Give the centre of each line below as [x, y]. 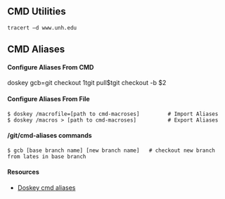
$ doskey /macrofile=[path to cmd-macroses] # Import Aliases [113, 114]
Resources [24, 172]
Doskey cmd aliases [46, 188]
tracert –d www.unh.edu [42, 27]
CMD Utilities [37, 12]
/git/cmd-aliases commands [50, 136]
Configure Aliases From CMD [51, 67]
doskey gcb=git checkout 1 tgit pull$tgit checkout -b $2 [87, 83]
